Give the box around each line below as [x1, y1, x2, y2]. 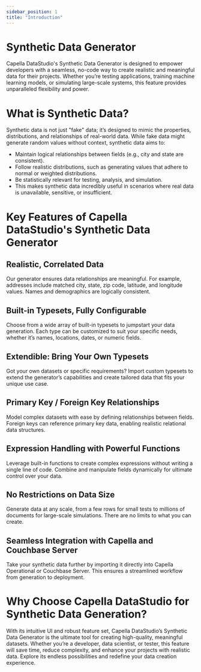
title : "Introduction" [6, 14, 63, 20]
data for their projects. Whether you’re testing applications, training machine [6, 73, 195, 80]
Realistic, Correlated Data [6, 259, 104, 269]
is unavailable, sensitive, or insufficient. [14, 189, 112, 196]
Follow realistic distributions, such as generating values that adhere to [14, 163, 188, 171]
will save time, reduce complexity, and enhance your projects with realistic [6, 646, 190, 654]
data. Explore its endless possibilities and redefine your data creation [6, 653, 177, 660]
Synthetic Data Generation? [6, 607, 147, 621]
